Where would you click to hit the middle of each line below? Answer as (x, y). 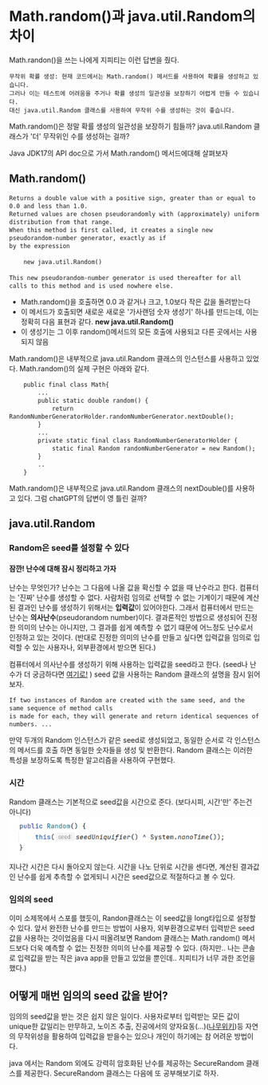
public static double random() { (93, 400)
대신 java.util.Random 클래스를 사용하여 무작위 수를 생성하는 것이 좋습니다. (122, 110)
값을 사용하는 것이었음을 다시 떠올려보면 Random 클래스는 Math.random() (125, 938)
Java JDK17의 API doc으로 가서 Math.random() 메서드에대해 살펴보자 (118, 153)
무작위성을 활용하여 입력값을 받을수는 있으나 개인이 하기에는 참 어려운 (125, 1036)
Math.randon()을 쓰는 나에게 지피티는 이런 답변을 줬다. (94, 60)
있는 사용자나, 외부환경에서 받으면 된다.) (94, 648)
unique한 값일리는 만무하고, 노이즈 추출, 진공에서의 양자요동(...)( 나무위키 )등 (126, 1026)
